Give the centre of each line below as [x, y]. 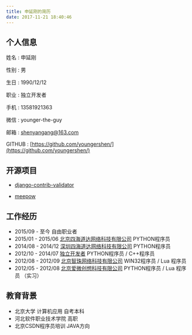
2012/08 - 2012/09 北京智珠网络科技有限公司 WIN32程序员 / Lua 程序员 [100, 261]
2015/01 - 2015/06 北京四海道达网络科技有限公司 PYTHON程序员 [92, 239]
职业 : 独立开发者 [26, 95]
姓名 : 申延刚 [21, 58]
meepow [25, 196]
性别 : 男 [16, 70]
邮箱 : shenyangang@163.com [42, 132]
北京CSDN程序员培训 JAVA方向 [52, 326]
